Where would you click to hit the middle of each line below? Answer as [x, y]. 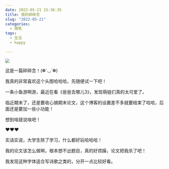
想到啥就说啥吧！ [23, 119]
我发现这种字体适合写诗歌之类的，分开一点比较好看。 [60, 161]
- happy [18, 43]
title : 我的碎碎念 [23, 15]
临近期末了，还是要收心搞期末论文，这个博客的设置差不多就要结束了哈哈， [82, 102]
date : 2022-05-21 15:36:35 [33, 10]
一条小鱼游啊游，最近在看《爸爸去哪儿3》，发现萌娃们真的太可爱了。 [76, 92]
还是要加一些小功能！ [31, 109]
